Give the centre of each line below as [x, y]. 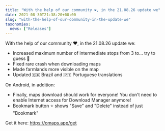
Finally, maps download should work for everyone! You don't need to [85, 95]
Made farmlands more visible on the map [56, 70]
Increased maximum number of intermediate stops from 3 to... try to [84, 53]
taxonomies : [18, 24]
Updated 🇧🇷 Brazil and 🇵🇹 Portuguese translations [67, 75]
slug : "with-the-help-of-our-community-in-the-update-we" [68, 19]
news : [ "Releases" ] [31, 29]
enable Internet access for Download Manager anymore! [72, 100]
